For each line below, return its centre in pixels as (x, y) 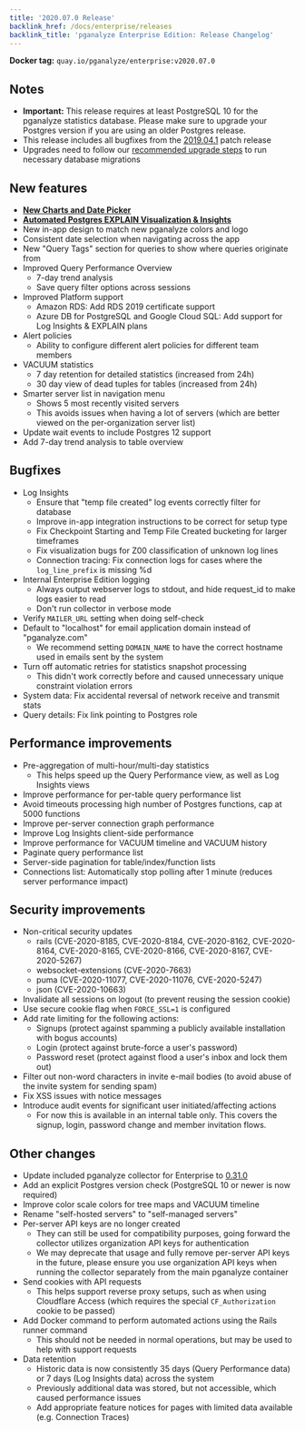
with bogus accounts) (77, 1038)
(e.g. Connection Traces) (83, 1417)
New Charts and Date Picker (77, 210)
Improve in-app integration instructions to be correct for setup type (162, 521)
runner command (55, 1330)
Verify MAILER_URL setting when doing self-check (113, 618)
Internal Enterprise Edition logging (86, 579)
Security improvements (78, 910)
